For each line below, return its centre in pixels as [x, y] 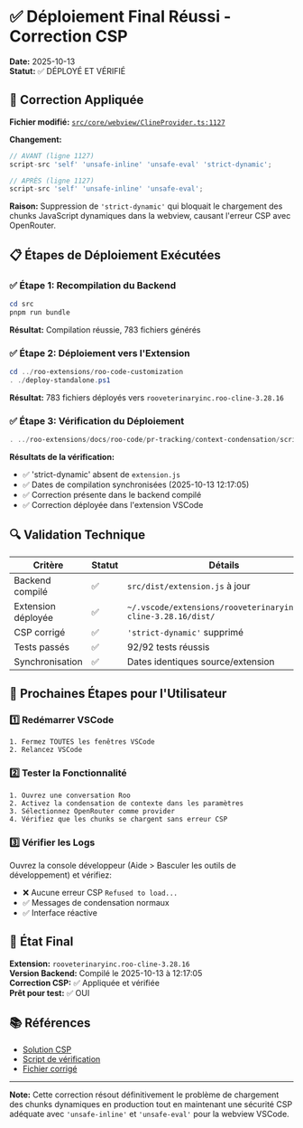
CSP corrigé [40, 632]
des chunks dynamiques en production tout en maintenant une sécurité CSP [151, 1104]
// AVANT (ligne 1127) [52, 155]
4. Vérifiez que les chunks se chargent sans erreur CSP [119, 819]
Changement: [36, 139]
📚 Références [50, 1023]
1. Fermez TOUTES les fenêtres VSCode [82, 742]
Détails [224, 565]
